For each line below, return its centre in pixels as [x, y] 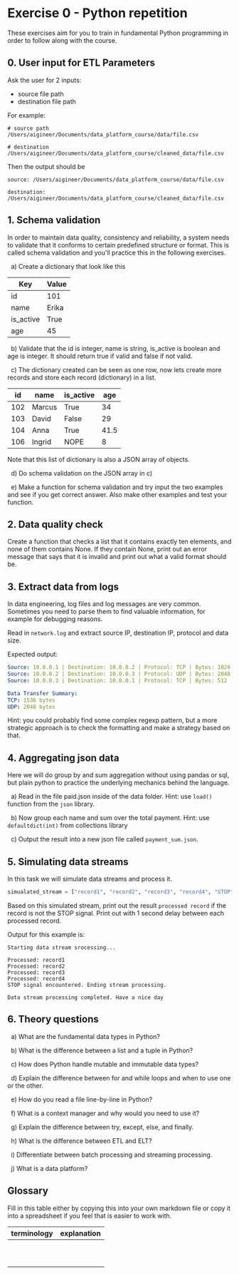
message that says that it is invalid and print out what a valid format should [117, 557]
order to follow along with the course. [62, 40]
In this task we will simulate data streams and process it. [90, 879]
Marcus [44, 406]
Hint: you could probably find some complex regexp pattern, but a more [112, 720]
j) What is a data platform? [49, 1168]
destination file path [47, 101]
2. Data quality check [55, 524]
